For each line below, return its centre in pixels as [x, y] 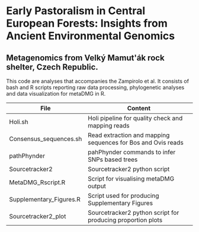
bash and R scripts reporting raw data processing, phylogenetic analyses [95, 87]
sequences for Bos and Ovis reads [136, 143]
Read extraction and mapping [129, 135]
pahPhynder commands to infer [132, 152]
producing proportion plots [125, 220]
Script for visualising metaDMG [131, 179]
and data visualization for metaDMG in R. [56, 94]
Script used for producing [123, 196]
